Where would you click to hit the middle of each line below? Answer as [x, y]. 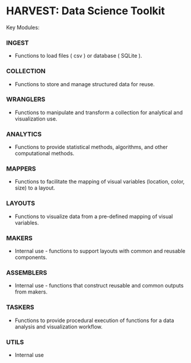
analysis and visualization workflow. [58, 326]
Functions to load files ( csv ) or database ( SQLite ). [78, 56]
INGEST [17, 43]
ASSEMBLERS [27, 273]
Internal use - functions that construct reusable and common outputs [99, 286]
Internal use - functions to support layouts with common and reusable [100, 251]
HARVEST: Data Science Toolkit [85, 11]
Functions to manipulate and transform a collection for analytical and [98, 112]
